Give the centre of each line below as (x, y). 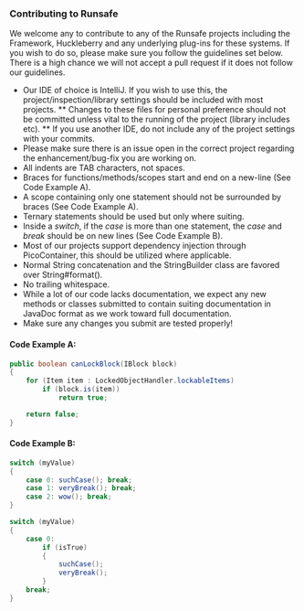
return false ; (52, 414)
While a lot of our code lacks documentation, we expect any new (145, 295)
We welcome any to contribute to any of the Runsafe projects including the (150, 34)
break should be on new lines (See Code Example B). (123, 236)
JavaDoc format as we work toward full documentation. (127, 314)
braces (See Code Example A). (80, 207)
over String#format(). (63, 275)
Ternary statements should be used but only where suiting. (133, 217)
